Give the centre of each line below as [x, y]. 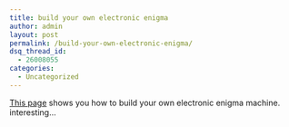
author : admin [36, 26]
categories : [32, 69]
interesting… [33, 112]
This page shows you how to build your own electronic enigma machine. [145, 103]
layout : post [34, 34]
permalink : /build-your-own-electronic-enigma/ [101, 43]
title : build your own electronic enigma [89, 18]
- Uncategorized [48, 77]
